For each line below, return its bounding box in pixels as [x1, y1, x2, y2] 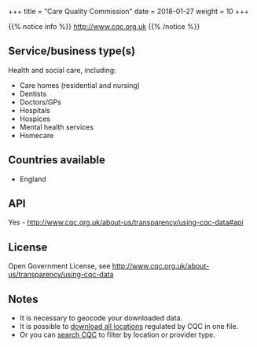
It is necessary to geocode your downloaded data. [19, 313, 183, 323]
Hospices [19, 114, 51, 123]
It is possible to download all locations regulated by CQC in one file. [19, 322, 239, 331]
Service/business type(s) [8, 45, 136, 58]
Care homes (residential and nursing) [19, 80, 140, 89]
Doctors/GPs [19, 97, 61, 107]
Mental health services [19, 122, 94, 132]
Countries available [8, 153, 106, 167]
